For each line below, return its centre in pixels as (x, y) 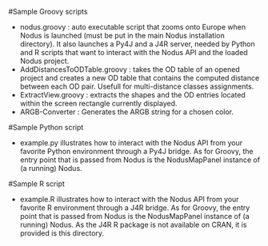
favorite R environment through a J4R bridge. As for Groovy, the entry (135, 208)
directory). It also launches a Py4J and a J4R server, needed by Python (137, 44)
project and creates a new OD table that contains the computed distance (140, 78)
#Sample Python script (46, 127)
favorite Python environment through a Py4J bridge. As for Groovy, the (136, 151)
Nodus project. (44, 61)
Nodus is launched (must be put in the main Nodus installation (122, 36)
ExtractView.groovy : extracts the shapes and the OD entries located (132, 95)
